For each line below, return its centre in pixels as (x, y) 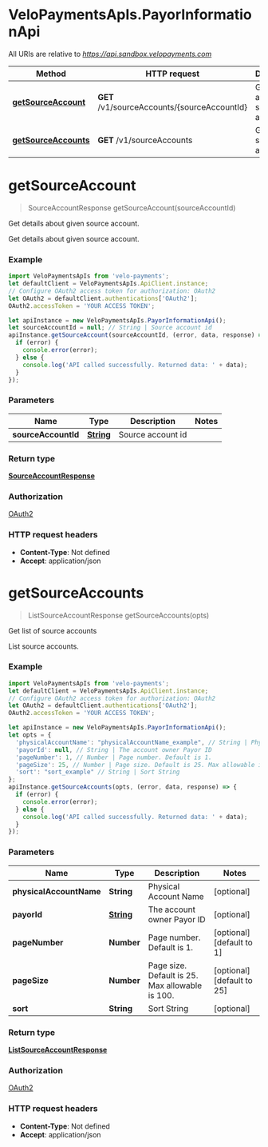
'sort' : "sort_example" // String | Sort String (98, 772)
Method (51, 74)
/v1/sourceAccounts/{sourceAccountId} (173, 107)
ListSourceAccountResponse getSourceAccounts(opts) (118, 615)
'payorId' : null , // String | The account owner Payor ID (114, 749)
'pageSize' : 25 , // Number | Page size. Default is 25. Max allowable (135, 765)
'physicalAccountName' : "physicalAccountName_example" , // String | (132, 742)
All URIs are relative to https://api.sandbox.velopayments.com (110, 54)
